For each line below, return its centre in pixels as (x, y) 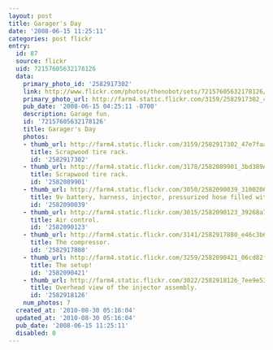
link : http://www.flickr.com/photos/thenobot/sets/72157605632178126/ (145, 91)
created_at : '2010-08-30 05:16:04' (76, 310)
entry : (19, 46)
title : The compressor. (70, 243)
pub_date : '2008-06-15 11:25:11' (72, 326)
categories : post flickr (50, 39)
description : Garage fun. (67, 115)
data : (25, 76)
